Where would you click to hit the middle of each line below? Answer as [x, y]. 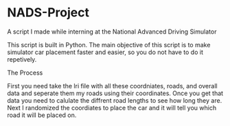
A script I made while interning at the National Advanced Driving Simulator [112, 32]
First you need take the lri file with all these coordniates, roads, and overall [112, 86]
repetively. [22, 59]
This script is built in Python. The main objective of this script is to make [109, 45]
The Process [25, 73]
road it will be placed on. [42, 115]
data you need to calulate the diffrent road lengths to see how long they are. [115, 100]
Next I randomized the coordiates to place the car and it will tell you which [112, 108]
